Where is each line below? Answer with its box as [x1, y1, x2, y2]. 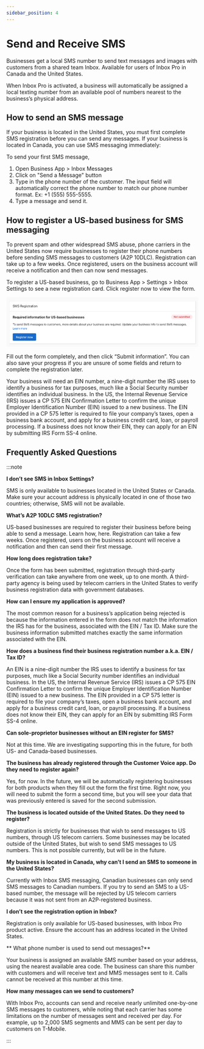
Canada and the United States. [6, 70, 83, 77]
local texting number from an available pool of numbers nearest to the [6, 88, 181, 96]
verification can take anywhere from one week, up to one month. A [6, 573, 174, 580]
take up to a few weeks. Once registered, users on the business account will [6, 260, 198, 268]
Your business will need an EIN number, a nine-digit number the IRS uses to [6, 378, 196, 385]
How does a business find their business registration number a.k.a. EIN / [6, 647, 194, 655]
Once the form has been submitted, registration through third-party [6, 567, 175, 574]
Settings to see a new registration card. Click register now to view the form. [6, 285, 196, 293]
